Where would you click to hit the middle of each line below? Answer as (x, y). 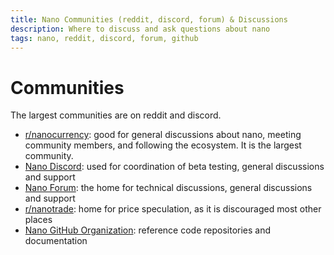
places (38, 220)
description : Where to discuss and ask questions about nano (140, 29)
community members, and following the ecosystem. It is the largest (163, 145)
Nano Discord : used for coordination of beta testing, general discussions (174, 167)
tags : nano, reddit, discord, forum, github (104, 38)
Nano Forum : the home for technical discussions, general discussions (168, 188)
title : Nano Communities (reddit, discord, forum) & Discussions (149, 19)
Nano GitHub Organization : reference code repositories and (148, 230)
